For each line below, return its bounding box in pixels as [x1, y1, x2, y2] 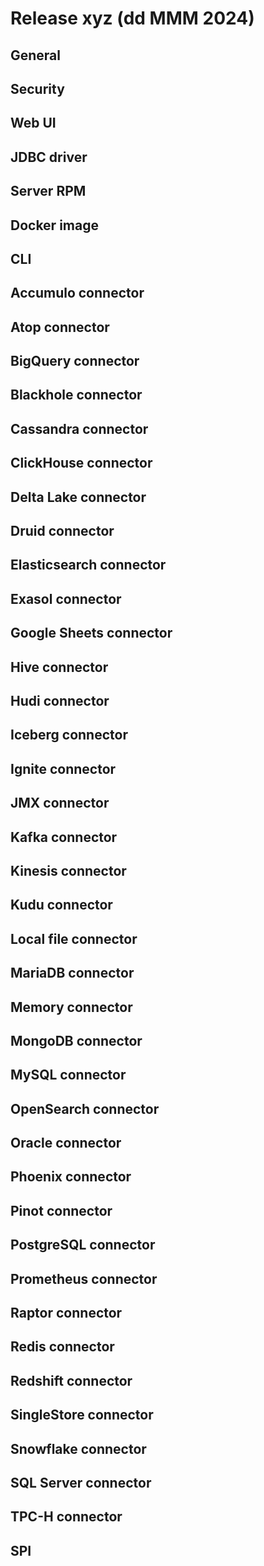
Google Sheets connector [10, 625, 173, 642]
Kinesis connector [10, 862, 127, 879]
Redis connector [10, 1338, 115, 1356]
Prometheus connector [10, 1270, 158, 1287]
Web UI [10, 115, 57, 132]
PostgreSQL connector [10, 1237, 156, 1254]
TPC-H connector [10, 1508, 123, 1526]
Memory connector [10, 998, 133, 1016]
